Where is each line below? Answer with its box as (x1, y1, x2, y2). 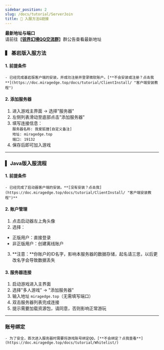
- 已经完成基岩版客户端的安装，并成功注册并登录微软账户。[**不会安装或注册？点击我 (5, 75, 154, 80)
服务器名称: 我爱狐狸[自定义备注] (12, 127, 72, 131)
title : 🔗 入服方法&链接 (5, 16, 49, 21)
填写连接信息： (12, 120, 42, 126)
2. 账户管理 (5, 206, 28, 212)
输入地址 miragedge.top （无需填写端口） (12, 293, 94, 299)
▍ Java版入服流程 (5, 160, 47, 167)
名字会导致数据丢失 (16, 257, 55, 263)
